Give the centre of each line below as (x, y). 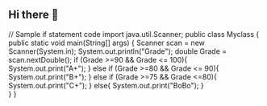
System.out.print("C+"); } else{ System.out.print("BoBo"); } (106, 85)
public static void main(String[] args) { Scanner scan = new (107, 43)
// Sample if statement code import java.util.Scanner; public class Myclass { (134, 34)
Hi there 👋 (33, 15)
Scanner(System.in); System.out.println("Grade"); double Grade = (118, 51)
